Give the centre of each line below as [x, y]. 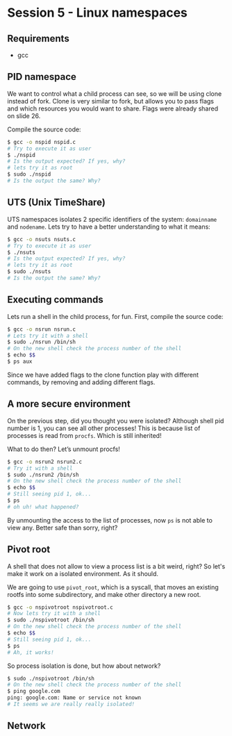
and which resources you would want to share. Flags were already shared [113, 108]
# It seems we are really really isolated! [71, 704]
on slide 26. [24, 115]
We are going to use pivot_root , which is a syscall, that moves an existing [113, 587]
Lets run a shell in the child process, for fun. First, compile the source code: [115, 316]
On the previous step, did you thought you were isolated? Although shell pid [116, 420]
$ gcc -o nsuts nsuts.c [42, 239]
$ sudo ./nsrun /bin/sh [42, 342]
